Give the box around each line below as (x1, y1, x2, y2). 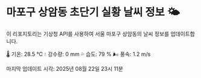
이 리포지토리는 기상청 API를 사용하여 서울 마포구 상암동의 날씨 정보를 (6, 30, 170, 37)
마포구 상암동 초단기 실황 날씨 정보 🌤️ (6, 5, 180, 19)
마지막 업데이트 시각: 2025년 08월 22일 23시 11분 (6, 65, 124, 72)
